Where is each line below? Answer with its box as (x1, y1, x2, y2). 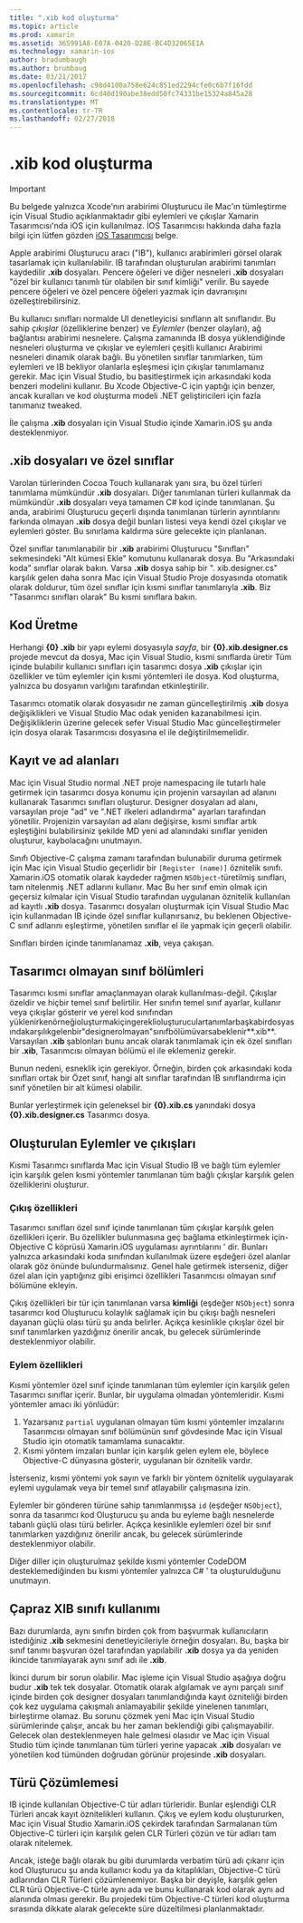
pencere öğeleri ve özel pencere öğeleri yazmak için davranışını (9, 287, 247, 297)
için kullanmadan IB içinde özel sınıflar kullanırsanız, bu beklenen (9, 910, 251, 921)
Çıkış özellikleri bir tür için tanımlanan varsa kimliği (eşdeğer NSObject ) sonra (9, 1297, 295, 1308)
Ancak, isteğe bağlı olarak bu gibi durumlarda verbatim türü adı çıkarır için (9, 1855, 285, 1866)
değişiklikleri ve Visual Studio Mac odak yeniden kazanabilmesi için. (9, 707, 262, 718)
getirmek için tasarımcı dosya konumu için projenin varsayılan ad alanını (9, 786, 278, 798)
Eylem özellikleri (9, 1359, 83, 1372)
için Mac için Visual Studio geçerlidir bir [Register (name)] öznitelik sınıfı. (9, 862, 283, 873)
